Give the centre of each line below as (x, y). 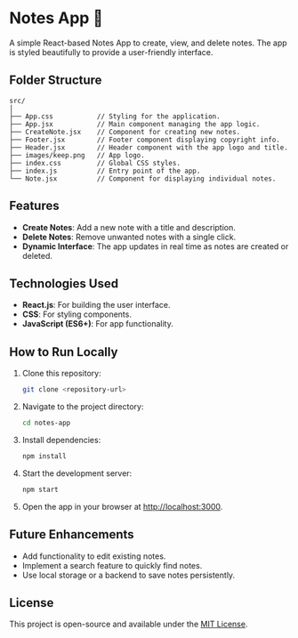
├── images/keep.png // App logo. (77, 155)
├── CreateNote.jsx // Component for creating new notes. (125, 132)
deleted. (37, 255)
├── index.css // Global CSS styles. (95, 163)
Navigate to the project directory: (83, 407)
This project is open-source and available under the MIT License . (129, 624)
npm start (40, 489)
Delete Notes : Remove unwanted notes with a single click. (129, 237)
